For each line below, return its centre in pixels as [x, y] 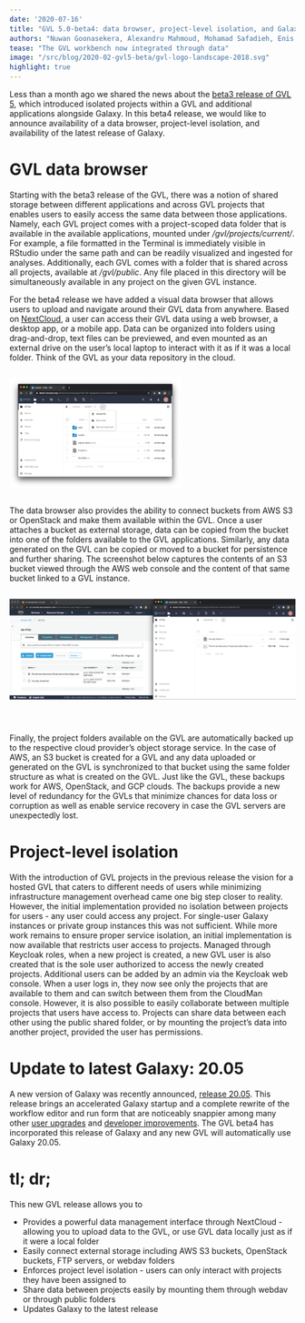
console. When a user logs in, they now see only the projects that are [139, 984]
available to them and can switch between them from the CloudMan [136, 993]
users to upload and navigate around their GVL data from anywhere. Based [149, 308]
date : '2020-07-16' [46, 19]
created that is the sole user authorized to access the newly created [137, 964]
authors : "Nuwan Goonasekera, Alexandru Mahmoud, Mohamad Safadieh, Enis [152, 38]
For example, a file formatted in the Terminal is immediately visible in [138, 243]
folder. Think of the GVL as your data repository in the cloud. [123, 357]
